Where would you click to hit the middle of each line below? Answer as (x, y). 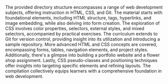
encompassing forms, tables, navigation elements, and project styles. (77, 50)
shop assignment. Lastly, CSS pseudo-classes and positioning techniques (81, 60)
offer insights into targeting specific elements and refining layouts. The (78, 65)
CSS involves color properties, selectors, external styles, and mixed (75, 28)
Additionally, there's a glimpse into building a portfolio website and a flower (82, 55)
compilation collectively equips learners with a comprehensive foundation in (83, 71)
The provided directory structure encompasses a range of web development (84, 7)
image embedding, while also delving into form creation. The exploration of (82, 23)
